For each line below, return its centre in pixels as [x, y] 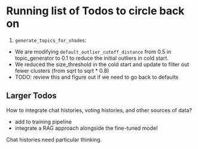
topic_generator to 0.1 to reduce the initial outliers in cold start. [92, 58]
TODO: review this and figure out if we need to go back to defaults [97, 77]
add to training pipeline [43, 122]
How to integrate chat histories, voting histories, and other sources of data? [99, 110]
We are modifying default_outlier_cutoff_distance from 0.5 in [93, 51]
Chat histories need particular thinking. [54, 139]
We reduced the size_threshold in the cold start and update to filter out [102, 64]
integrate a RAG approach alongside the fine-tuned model [86, 128]
